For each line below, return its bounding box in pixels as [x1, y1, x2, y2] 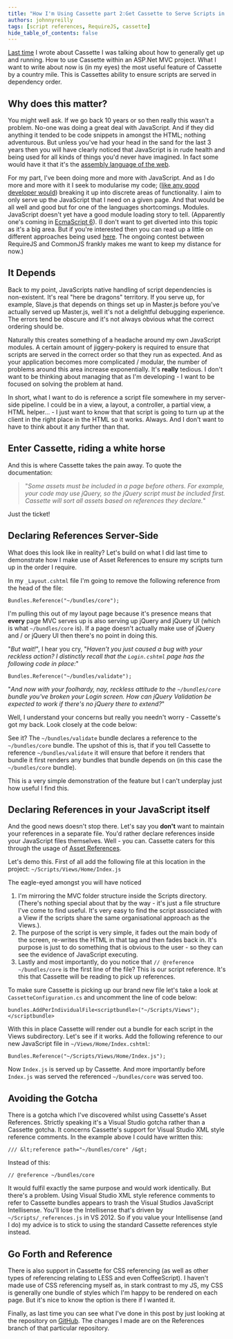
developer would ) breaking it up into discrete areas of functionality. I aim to [8, 188, 222, 197]
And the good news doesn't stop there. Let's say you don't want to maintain [8, 822, 225, 831]
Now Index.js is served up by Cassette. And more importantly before [8, 1065, 206, 1073]
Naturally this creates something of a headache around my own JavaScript [8, 335, 221, 344]
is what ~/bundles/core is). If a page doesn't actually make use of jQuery [8, 624, 215, 632]
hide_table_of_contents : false [8, 29, 98, 37]
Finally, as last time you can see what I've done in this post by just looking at [8, 1309, 225, 1318]
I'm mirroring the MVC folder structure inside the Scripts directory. [17, 892, 207, 900]
